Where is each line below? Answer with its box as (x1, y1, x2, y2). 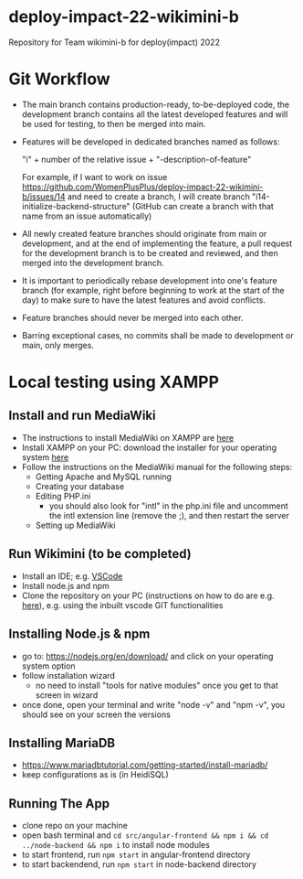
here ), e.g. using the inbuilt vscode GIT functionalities (21, 599, 224, 610)
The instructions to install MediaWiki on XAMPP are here (21, 432, 235, 443)
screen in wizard (35, 689, 99, 701)
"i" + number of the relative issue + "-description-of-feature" (21, 154, 252, 165)
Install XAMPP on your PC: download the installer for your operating (21, 442, 277, 453)
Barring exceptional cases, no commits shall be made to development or (21, 329, 294, 340)
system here (21, 451, 69, 463)
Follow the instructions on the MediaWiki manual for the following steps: (21, 461, 293, 472)
